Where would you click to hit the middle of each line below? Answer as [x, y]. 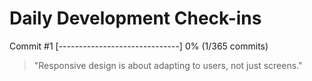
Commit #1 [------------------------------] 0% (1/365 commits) [139, 46]
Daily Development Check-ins [135, 18]
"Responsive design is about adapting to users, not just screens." [168, 65]
